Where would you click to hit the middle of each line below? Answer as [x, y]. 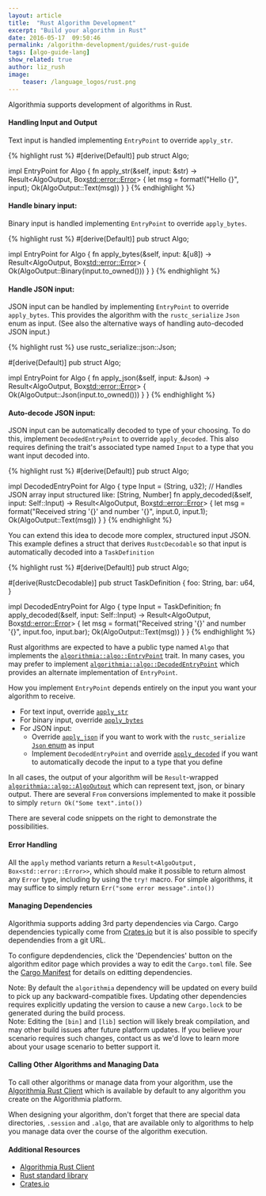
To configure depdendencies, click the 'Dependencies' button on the [120, 955]
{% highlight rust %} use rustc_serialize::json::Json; [92, 347]
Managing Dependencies [50, 906]
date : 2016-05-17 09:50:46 [55, 38]
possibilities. [28, 827]
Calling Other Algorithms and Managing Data [84, 1065]
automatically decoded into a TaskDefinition [81, 552]
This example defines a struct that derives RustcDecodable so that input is [127, 544]
